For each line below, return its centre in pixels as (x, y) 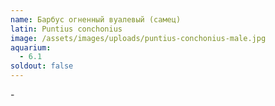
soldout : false (42, 66)
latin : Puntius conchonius (66, 29)
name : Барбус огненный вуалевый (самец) (96, 19)
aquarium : (31, 47)
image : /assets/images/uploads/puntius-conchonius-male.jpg (138, 38)
